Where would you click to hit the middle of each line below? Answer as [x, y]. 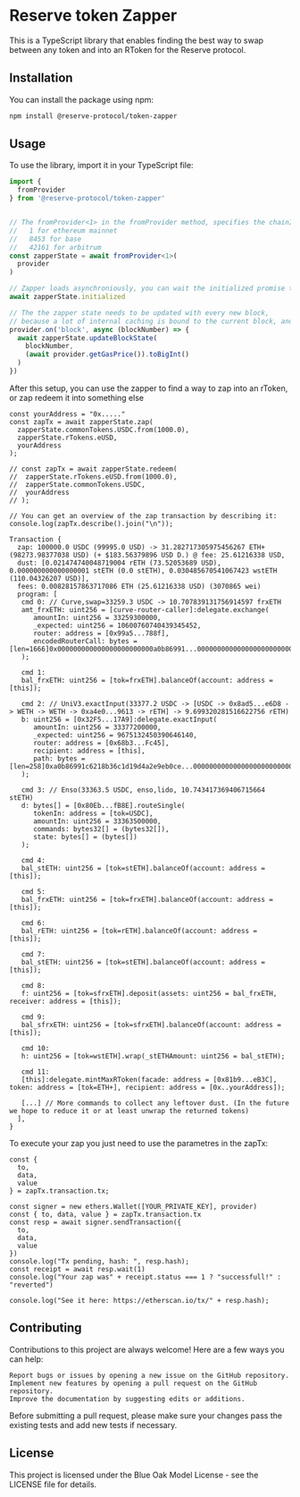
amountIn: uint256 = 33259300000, [97, 617]
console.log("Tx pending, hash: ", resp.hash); [100, 1261]
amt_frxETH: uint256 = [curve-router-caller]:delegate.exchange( [145, 609]
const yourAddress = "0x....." [67, 414]
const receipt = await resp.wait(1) [77, 1269]
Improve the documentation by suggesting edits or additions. [127, 1399]
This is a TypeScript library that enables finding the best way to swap [137, 40]
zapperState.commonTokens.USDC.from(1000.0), [104, 430]
